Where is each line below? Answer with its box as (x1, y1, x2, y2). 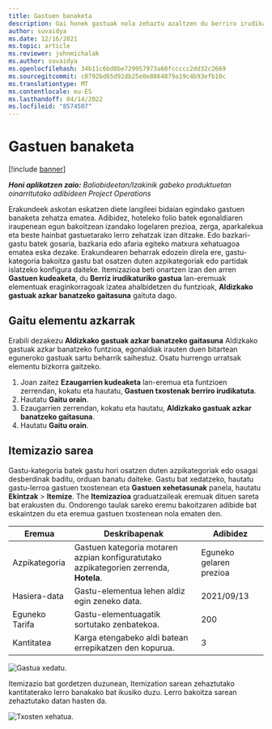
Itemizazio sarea (8, 444, 94, 458)
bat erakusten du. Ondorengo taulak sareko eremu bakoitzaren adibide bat (8, 500, 257, 510)
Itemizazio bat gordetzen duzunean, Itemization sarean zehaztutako (8, 679, 235, 688)
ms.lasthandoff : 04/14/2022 (8, 95, 104, 103)
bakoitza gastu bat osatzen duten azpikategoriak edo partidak (41, 257, 249, 266)
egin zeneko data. (74, 595, 142, 606)
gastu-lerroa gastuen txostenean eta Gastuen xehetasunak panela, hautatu (8, 482, 261, 492)
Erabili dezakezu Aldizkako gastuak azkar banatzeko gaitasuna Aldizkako (8, 335, 258, 345)
